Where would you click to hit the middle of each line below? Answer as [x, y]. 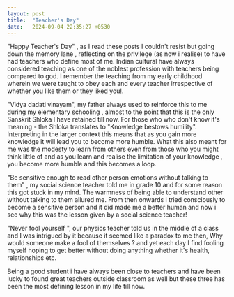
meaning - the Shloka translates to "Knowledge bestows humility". [102, 127]
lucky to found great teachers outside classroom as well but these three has [116, 279]
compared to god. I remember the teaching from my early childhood [105, 76]
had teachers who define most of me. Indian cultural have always [101, 61]
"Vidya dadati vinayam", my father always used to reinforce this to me [107, 105]
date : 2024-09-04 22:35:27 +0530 [59, 27]
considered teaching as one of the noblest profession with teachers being [113, 69]
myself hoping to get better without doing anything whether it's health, [109, 251]
